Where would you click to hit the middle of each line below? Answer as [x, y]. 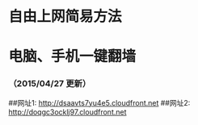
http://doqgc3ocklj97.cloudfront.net [67, 112]
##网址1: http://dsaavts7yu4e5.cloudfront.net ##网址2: [99, 102]
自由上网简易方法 [65, 17]
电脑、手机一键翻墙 [72, 56]
